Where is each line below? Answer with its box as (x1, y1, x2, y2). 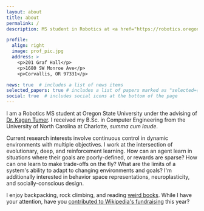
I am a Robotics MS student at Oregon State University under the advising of (6, 110, 197, 117)
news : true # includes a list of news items (6, 81, 123, 88)
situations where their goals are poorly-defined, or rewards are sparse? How (6, 154, 197, 161)
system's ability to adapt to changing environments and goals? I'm (6, 167, 172, 174)
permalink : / (6, 20, 39, 26)
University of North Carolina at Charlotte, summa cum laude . (6, 123, 158, 130)
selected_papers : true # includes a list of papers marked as (6, 88, 167, 94)
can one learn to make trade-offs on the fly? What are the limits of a (6, 161, 176, 167)
